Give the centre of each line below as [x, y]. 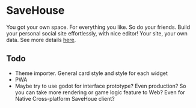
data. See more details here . [41, 40]
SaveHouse [35, 10]
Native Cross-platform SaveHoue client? [65, 98]
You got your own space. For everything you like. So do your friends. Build [98, 27]
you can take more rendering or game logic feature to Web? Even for [100, 92]
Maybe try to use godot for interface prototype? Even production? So [100, 86]
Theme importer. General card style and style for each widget [91, 73]
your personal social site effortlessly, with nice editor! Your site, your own [97, 33]
